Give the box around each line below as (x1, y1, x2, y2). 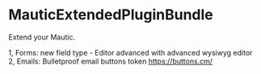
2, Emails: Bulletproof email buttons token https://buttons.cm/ (8, 56, 213, 66)
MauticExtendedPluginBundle (8, 6, 213, 24)
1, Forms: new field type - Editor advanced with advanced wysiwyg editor (8, 47, 253, 57)
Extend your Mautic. (8, 32, 75, 42)
